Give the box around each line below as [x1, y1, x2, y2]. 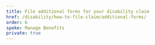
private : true [6, 30, 41, 36]
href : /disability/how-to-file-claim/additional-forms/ [6, 14, 147, 20]
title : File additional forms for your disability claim [6, 8, 150, 15]
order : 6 [6, 19, 28, 25]
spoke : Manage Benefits [6, 25, 65, 31]
